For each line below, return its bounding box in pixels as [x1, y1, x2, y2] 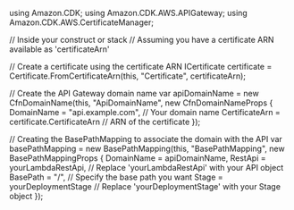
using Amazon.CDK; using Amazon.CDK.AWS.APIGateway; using [9, 8, 248, 18]
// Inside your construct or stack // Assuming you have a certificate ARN [9, 35, 274, 45]
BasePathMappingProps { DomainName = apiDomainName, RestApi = [9, 153, 266, 164]
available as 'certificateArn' [9, 44, 110, 55]
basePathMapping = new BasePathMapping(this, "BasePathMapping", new [9, 143, 285, 154]
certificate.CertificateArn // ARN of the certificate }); [9, 116, 201, 127]
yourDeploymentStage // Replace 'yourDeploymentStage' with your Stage [9, 181, 281, 191]
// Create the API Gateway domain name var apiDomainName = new [9, 88, 259, 98]
